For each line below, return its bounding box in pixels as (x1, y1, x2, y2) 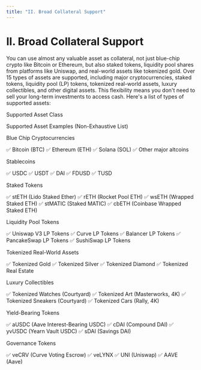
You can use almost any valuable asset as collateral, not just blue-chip (6, 55, 180, 62)
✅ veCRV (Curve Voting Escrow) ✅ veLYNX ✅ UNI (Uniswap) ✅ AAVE (6, 351, 178, 358)
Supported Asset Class (6, 111, 63, 118)
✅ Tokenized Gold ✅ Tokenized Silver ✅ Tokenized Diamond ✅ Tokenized (6, 260, 188, 267)
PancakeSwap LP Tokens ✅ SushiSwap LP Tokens (6, 237, 131, 244)
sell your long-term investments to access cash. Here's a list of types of (6, 92, 184, 100)
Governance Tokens (6, 339, 56, 347)
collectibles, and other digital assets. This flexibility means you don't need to (6, 86, 196, 94)
